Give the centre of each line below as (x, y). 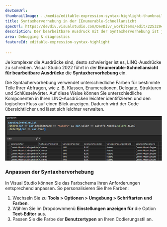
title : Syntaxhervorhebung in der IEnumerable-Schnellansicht (71, 21)
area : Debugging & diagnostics (38, 37)
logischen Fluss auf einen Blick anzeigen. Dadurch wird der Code (72, 104)
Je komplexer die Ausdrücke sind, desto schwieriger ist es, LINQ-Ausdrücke (83, 62)
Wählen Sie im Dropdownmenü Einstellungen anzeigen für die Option (84, 208)
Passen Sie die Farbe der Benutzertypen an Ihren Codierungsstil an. (83, 219)
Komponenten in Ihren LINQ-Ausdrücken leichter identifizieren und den (78, 98)
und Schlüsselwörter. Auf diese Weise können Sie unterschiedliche (74, 93)
